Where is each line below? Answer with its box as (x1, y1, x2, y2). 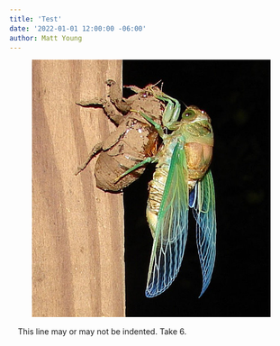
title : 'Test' (9, 14, 63, 23)
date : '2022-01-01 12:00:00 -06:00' (9, 23, 147, 33)
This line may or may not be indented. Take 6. (17, 325, 187, 337)
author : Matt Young (9, 33, 83, 42)
